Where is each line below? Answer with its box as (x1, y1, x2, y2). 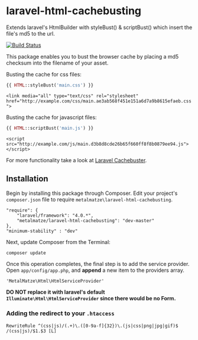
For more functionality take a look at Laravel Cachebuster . (6, 156, 147, 163)
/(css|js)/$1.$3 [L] (6, 328, 57, 334)
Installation (6, 174, 48, 184)
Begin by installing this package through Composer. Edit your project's (6, 190, 178, 197)
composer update (6, 250, 46, 256)
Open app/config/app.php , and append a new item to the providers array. (6, 267, 184, 274)
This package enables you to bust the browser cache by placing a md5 (6, 53, 179, 60)
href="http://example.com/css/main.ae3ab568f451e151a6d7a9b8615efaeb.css (6, 98, 192, 104)
